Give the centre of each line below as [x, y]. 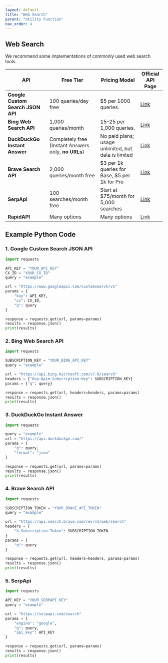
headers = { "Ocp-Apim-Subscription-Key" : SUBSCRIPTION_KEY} [69, 379]
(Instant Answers [69, 146]
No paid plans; [117, 136]
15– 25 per [112, 122]
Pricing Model [118, 80]
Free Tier [72, 80]
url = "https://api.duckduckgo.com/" [44, 439]
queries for [113, 169]
